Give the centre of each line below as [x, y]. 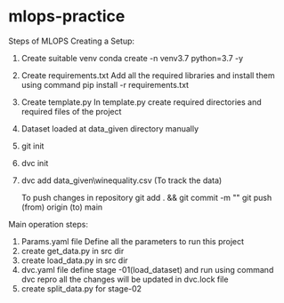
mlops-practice [67, 16]
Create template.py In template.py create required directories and [141, 102]
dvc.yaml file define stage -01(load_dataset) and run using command [147, 269]
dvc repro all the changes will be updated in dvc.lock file [125, 279]
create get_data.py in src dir [73, 251]
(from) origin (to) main [62, 207]
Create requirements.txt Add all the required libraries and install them [148, 75]
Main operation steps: [48, 224]
